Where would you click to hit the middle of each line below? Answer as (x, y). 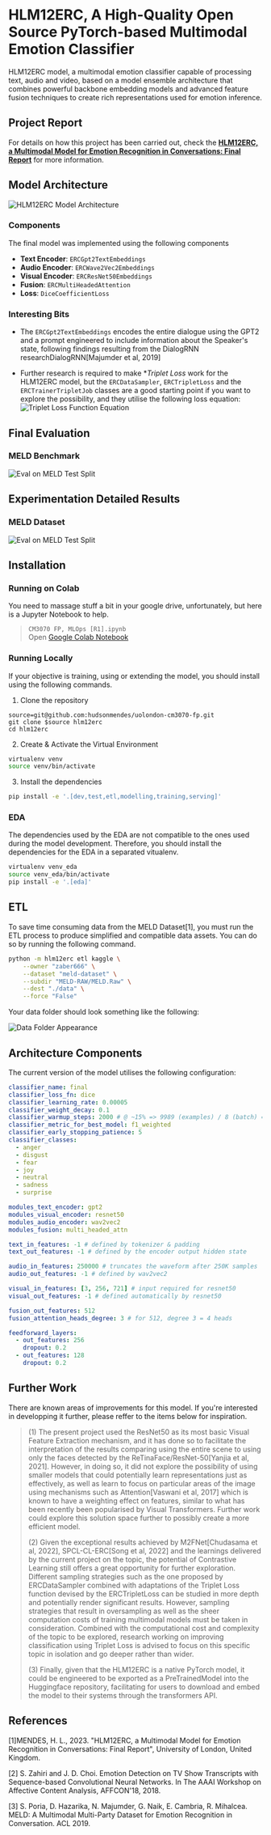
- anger (29, 1147)
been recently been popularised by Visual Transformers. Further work (144, 1509)
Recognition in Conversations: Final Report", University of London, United (130, 1748)
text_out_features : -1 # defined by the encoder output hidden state (128, 1252)
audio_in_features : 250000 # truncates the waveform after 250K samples (133, 1267)
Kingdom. (25, 1757)
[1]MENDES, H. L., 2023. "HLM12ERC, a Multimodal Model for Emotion (125, 1740)
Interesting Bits (39, 314)
